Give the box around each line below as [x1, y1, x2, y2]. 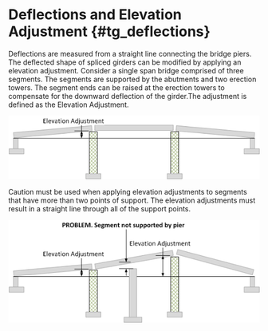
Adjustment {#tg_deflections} [8, 22, 211, 41]
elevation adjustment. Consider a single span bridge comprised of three [8, 65, 245, 75]
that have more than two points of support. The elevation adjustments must [8, 195, 256, 205]
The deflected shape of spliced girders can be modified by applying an [8, 57, 242, 67]
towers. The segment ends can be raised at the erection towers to [8, 82, 225, 93]
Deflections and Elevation [8, 6, 182, 24]
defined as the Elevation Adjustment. [8, 100, 129, 109]
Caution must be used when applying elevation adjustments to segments [8, 187, 247, 197]
